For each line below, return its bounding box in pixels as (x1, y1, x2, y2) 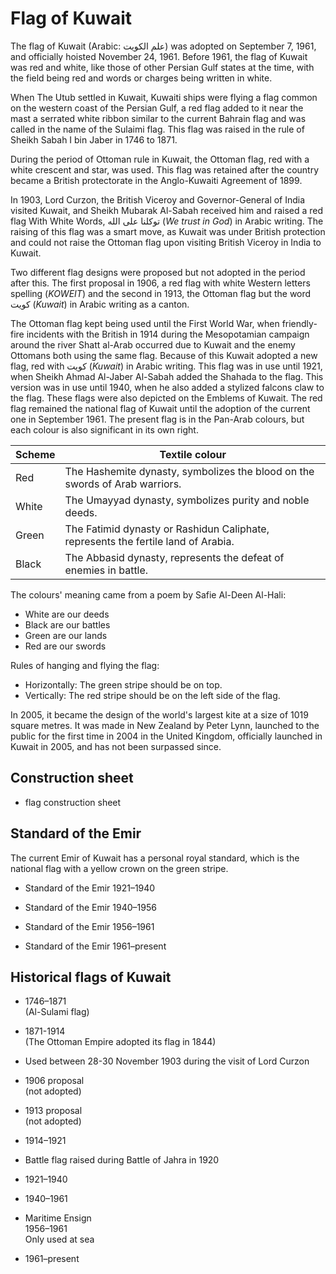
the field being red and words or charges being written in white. (10, 72, 273, 84)
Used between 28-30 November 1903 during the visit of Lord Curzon (24, 1055, 310, 1067)
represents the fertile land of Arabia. (64, 534, 235, 548)
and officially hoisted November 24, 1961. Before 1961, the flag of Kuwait (10, 50, 308, 62)
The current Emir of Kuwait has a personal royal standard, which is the (10, 852, 300, 864)
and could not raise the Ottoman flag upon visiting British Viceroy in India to (10, 236, 322, 248)
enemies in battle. (64, 563, 149, 577)
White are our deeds (24, 608, 110, 620)
